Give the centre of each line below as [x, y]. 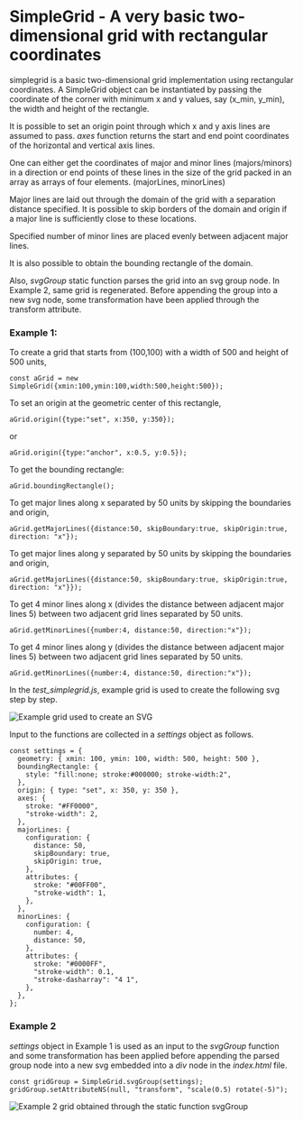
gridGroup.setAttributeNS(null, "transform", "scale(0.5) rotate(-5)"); [149, 1089]
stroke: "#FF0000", [62, 806]
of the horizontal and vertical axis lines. [83, 145]
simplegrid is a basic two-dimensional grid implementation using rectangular [151, 79]
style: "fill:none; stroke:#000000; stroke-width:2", [129, 775]
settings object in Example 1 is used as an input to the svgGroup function [144, 1046]
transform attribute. [46, 309]
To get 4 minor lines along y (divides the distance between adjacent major [147, 648]
